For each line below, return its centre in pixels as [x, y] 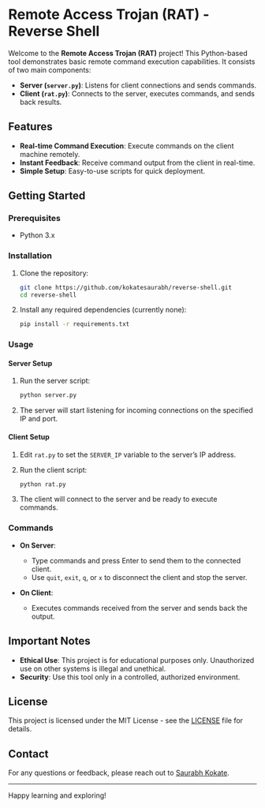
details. [20, 729]
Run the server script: [55, 381]
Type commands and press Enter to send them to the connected [136, 560]
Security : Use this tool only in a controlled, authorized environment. [130, 677]
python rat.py [43, 484]
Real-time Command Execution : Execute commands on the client [127, 146]
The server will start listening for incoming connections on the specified [136, 410]
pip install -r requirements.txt [75, 324]
